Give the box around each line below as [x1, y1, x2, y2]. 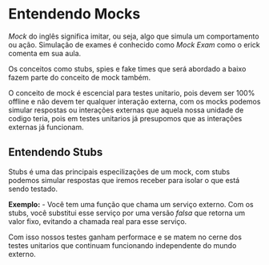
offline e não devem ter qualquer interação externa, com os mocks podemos [8, 96, 261, 106]
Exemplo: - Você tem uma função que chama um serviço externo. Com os [8, 199, 254, 209]
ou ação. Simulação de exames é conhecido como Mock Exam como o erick [8, 39, 260, 49]
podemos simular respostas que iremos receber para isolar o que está [8, 175, 240, 185]
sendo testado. [8, 184, 58, 194]
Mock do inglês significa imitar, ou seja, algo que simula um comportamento [8, 31, 259, 41]
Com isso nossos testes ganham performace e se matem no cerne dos [8, 232, 243, 242]
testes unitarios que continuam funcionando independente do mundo [8, 240, 237, 250]
